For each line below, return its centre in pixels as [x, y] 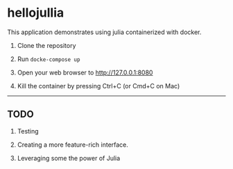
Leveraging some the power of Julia [69, 158]
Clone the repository [46, 45]
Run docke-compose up [49, 59]
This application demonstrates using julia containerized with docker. [104, 32]
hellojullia [36, 13]
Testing [28, 131]
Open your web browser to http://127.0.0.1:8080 [85, 72]
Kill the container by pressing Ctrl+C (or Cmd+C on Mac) [98, 86]
